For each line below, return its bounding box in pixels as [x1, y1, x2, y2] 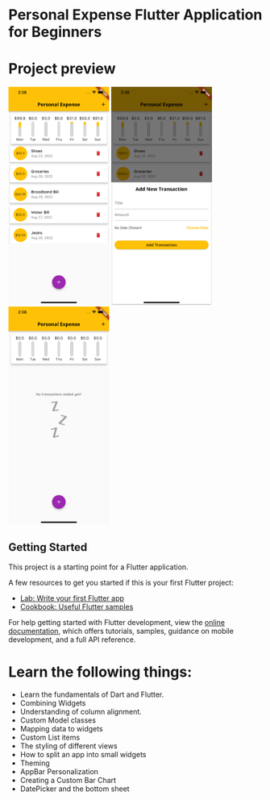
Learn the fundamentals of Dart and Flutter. [19, 690, 164, 699]
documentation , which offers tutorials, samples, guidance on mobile [8, 626, 234, 635]
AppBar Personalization [19, 766, 99, 776]
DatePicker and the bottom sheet [19, 784, 131, 794]
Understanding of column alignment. [19, 706, 143, 716]
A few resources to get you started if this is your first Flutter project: [8, 577, 234, 587]
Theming [19, 758, 50, 768]
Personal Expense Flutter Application [8, 6, 263, 24]
